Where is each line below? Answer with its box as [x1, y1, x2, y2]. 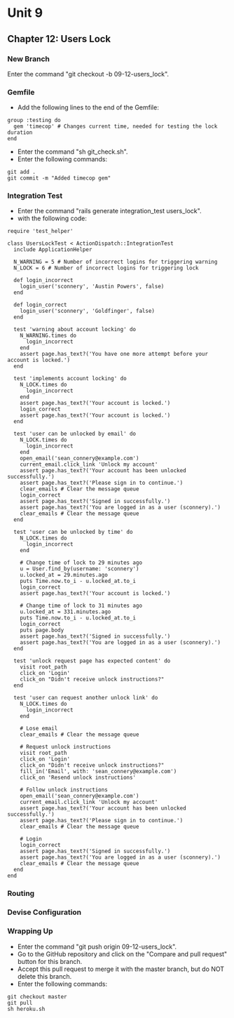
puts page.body [20, 627, 64, 634]
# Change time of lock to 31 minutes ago [20, 602, 142, 610]
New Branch [7, 54, 50, 64]
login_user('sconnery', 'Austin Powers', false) [20, 283, 165, 290]
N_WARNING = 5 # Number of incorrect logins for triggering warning [13, 258, 218, 266]
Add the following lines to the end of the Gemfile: [17, 103, 159, 112]
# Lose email [20, 725, 58, 732]
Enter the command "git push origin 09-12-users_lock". [17, 942, 177, 951]
